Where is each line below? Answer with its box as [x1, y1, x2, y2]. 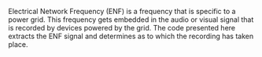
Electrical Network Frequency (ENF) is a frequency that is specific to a [8, 7, 236, 16]
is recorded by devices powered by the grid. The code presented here [8, 23, 236, 32]
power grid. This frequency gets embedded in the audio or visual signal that [8, 15, 254, 24]
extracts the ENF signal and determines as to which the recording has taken [8, 31, 254, 41]
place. [8, 40, 29, 49]
